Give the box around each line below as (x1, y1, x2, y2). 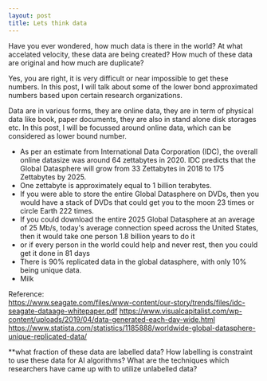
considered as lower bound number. (8, 131, 128, 140)
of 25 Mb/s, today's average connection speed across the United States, (19, 222, 259, 232)
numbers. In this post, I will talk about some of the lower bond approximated (8, 81, 257, 92)
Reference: (8, 289, 45, 299)
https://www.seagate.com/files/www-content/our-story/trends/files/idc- (8, 297, 245, 307)
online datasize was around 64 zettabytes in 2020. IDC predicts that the (19, 155, 257, 164)
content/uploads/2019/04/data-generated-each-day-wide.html (8, 314, 215, 324)
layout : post (8, 11, 52, 20)
